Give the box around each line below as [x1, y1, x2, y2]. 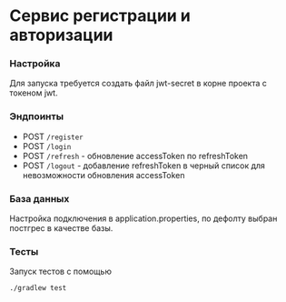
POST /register [22, 131, 84, 142]
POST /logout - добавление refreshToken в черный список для [22, 160, 266, 171]
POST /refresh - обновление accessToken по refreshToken [22, 150, 248, 161]
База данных [9, 192, 70, 205]
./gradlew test [9, 284, 67, 293]
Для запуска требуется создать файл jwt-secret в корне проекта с [9, 78, 268, 89]
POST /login [22, 140, 72, 151]
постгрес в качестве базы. [9, 223, 113, 234]
